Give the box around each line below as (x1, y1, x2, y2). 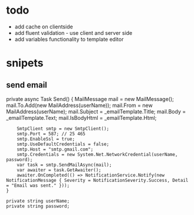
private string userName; (6, 198, 70, 204)
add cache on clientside (14, 23, 73, 30)
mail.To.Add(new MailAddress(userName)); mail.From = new (6, 102, 153, 109)
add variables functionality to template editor (14, 35, 124, 43)
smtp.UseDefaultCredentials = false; (17, 141, 110, 147)
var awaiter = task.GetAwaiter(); (17, 167, 101, 173)
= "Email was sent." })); (6, 183, 70, 188)
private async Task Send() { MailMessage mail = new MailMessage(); (6, 95, 174, 102)
